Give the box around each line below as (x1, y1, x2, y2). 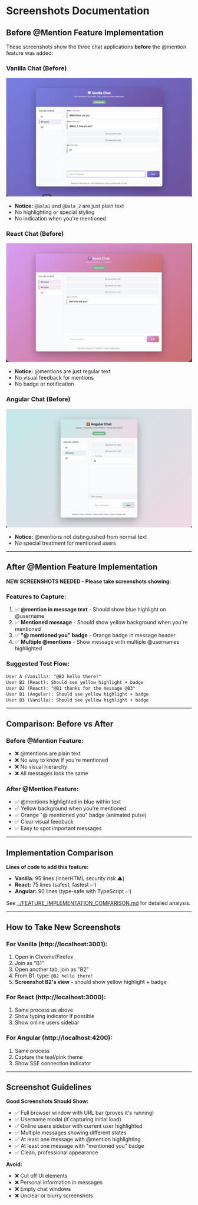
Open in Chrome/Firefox (14, 953, 74, 960)
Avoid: (6, 1161, 22, 1168)
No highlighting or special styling (14, 208, 95, 216)
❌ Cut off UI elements (14, 1172, 68, 1180)
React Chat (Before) (6, 229, 64, 238)
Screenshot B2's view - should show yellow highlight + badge (14, 978, 167, 985)
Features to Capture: (6, 592, 67, 601)
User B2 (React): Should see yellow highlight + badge (6, 680, 144, 686)
